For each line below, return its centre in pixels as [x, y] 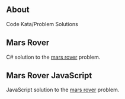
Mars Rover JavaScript [49, 76]
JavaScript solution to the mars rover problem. [63, 90]
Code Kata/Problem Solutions [42, 24]
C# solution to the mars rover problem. [53, 57]
